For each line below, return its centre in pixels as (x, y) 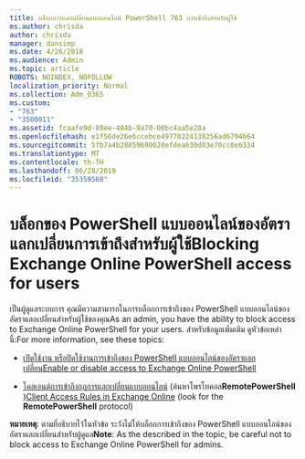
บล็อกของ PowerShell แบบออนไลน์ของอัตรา (150, 224)
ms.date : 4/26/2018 (47, 52)
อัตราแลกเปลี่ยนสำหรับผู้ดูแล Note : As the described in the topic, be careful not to (151, 434)
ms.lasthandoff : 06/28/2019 (63, 171)
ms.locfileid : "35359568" (58, 179)
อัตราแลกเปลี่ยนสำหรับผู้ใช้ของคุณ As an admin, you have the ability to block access (152, 319)
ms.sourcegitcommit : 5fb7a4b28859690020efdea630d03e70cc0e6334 (132, 145)
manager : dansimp (42, 43)
